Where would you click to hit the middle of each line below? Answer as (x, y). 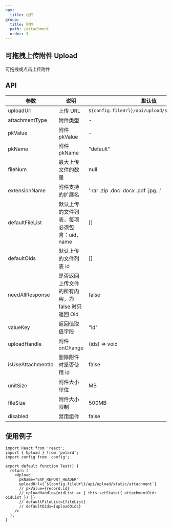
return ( (19, 471)
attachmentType (28, 120)
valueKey (19, 327)
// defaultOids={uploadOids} (50, 507)
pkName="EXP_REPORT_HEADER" (49, 480)
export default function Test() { (42, 466)
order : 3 (19, 34)
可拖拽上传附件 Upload (41, 56)
